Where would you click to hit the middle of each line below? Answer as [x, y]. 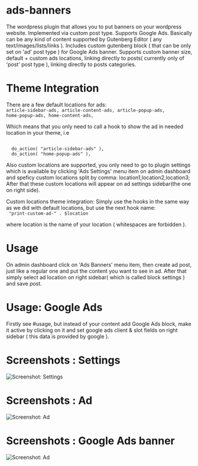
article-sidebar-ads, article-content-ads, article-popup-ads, [86, 110]
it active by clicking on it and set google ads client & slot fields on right [92, 330]
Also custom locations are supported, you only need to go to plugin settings [98, 165]
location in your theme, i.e [38, 132]
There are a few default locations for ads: [56, 105]
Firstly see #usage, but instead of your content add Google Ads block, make [99, 323]
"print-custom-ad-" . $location [48, 213]
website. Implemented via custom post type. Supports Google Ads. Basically [99, 33]
